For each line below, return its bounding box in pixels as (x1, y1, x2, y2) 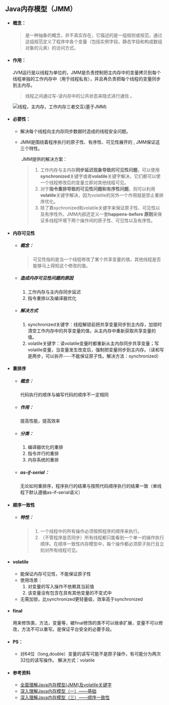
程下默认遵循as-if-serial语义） (20, 489, 83, 495)
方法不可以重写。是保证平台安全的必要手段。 (21, 626, 115, 632)
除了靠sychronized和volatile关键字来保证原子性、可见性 (40, 205, 156, 211)
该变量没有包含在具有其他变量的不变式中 (27, 590, 112, 596)
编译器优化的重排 (27, 444, 64, 450)
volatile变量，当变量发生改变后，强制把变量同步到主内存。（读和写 (27, 346, 164, 352)
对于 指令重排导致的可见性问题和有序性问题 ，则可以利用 (40, 186, 155, 192)
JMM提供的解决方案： (21, 156, 68, 162)
